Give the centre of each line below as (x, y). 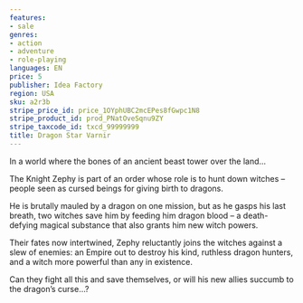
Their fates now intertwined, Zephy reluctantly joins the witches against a (146, 242)
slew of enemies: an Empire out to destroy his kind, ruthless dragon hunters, (151, 252)
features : (28, 18)
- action (26, 43)
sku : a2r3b (30, 102)
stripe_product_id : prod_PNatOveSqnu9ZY (87, 118)
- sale (22, 26)
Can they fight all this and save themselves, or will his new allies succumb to (151, 279)
